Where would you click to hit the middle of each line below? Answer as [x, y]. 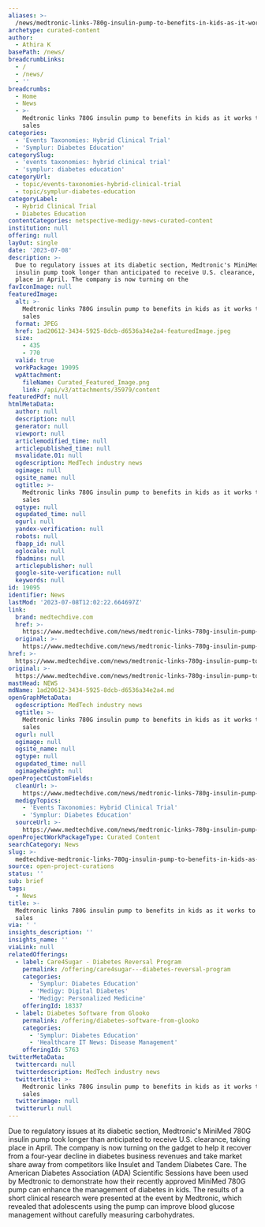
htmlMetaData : [32, 404]
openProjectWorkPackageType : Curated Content [84, 837]
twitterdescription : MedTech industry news [88, 1072]
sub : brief [26, 881]
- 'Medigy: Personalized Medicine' [88, 999]
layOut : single [33, 243]
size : [24, 339]
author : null [37, 412]
